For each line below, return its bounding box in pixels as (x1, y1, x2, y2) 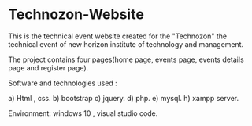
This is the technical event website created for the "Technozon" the (8, 31, 227, 41)
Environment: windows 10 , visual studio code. (8, 108, 158, 118)
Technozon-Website (8, 5, 144, 23)
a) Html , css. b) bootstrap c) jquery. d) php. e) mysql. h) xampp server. (8, 93, 239, 103)
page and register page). (8, 63, 89, 72)
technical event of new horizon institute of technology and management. (8, 39, 244, 49)
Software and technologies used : (8, 78, 118, 88)
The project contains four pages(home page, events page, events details (8, 55, 244, 64)
